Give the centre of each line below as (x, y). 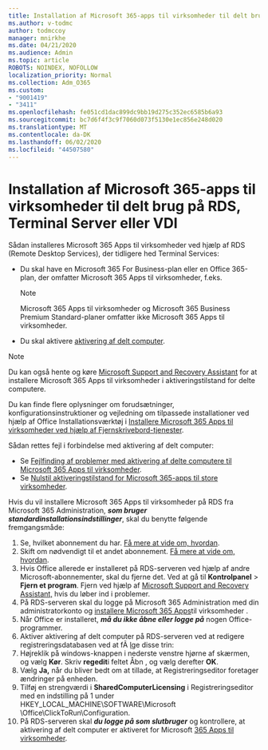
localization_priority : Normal (60, 75)
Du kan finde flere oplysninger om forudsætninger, (91, 405)
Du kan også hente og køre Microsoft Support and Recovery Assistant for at (133, 372)
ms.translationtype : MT (48, 127)
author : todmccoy (37, 30)
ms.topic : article (39, 61)
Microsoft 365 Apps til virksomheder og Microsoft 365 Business (125, 309)
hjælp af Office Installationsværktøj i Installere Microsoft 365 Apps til (121, 421)
